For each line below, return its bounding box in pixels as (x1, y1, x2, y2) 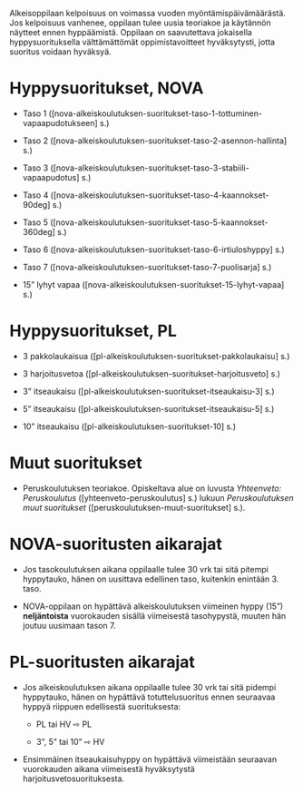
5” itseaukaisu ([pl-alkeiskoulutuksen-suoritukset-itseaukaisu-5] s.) (22, 403, 275, 414)
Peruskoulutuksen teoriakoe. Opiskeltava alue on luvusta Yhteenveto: (22, 483, 282, 494)
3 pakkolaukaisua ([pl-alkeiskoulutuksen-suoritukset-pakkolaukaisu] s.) (22, 350, 290, 361)
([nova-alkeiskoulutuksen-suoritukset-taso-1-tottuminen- (48, 108, 263, 119)
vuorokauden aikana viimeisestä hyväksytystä (22, 763, 195, 774)
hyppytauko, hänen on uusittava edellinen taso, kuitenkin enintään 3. (22, 573, 279, 584)
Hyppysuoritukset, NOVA (9, 78, 204, 99)
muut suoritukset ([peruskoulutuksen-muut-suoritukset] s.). (22, 502, 246, 513)
